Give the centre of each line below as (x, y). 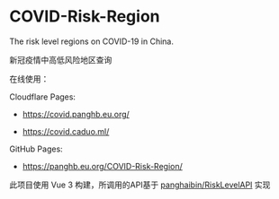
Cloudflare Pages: (43, 97)
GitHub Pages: (36, 149)
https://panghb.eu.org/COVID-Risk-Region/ (102, 166)
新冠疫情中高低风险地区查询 (61, 59)
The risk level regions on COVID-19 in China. (91, 41)
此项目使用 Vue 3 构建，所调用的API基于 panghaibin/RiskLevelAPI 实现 (140, 185)
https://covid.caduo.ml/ (66, 131)
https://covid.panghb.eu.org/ (76, 114)
